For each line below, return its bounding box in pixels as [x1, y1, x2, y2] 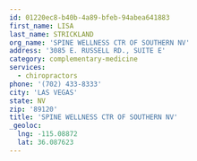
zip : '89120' [9, 105, 58, 114]
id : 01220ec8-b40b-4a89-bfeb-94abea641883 [9, 13, 170, 22]
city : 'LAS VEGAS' [9, 88, 78, 97]
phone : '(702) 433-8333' [9, 80, 102, 89]
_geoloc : [9, 122, 42, 131]
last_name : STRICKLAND [9, 30, 94, 38]
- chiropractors [17, 72, 78, 80]
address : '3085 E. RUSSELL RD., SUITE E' [9, 47, 167, 55]
